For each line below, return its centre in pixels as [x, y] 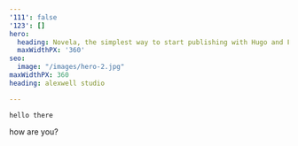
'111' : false [33, 17]
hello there [31, 115]
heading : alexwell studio [57, 83]
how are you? [34, 131]
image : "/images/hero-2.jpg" [71, 67]
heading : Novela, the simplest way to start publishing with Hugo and [150, 42]
